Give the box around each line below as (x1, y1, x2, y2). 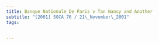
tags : (6, 19, 19, 25)
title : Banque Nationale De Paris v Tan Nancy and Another (6, 8, 153, 15)
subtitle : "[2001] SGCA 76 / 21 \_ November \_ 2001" (6, 14, 130, 20)
